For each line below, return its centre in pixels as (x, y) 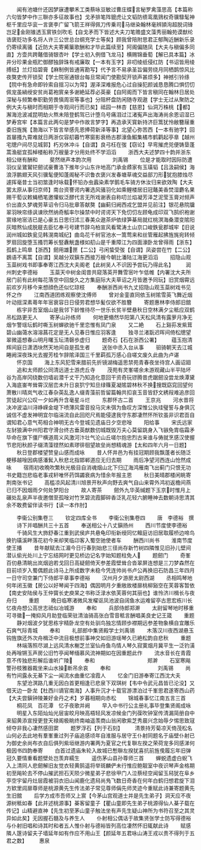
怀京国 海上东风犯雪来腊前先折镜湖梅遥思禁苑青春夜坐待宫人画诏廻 (104, 362)
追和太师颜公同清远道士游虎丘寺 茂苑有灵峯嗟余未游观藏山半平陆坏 (104, 370)
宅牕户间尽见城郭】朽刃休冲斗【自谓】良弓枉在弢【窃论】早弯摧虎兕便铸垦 (98, 144)
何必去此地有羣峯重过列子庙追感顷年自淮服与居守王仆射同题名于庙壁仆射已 (103, 736)
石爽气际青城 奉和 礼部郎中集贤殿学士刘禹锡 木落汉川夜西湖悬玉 (100, 630)
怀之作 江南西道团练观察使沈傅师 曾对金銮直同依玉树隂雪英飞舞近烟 (99, 295)
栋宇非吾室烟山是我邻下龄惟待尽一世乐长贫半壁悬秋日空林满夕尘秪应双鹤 (106, 310)
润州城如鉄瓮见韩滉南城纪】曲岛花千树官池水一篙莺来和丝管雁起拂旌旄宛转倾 (100, 235)
